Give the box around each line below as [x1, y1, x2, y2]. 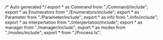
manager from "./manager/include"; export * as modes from [5, 25, 126, 30]
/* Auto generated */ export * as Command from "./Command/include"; [5, 4, 148, 10]
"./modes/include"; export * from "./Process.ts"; [5, 30, 101, 35]
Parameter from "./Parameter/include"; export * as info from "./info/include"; [5, 14, 158, 20]
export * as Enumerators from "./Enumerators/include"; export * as [5, 9, 140, 15]
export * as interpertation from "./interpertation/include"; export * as [5, 19, 143, 25]
